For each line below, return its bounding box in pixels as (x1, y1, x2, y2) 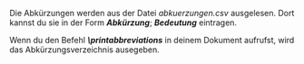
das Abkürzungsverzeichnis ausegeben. (9, 44, 161, 55)
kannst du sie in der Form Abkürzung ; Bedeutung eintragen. (9, 17, 238, 28)
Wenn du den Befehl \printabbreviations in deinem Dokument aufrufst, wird (9, 35, 295, 45)
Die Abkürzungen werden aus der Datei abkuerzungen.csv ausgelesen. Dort (9, 8, 295, 18)
